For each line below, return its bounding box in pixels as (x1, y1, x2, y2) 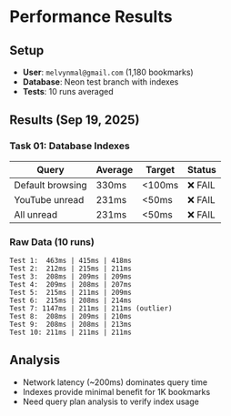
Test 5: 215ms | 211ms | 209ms (9, 288, 132, 297)
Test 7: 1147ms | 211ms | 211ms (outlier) (9, 303, 173, 313)
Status (187, 163, 216, 176)
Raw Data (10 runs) (9, 235, 95, 248)
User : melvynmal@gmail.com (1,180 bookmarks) (22, 66, 194, 77)
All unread (14, 208, 58, 220)
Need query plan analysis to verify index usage (22, 396, 200, 407)
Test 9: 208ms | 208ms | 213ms (9, 320, 132, 329)
